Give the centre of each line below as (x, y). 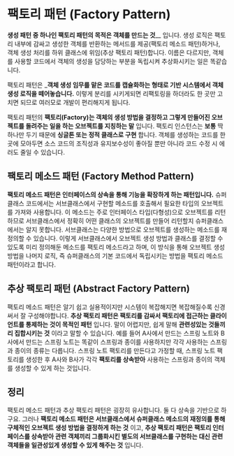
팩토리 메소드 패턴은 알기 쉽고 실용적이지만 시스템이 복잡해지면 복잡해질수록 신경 (116, 307)
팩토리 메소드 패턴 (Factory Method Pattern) (101, 177)
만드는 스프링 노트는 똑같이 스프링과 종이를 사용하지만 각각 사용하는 (117, 342)
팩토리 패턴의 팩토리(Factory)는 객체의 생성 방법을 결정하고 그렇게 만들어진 (109, 117)
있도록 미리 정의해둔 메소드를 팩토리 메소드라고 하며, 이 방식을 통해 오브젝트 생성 (116, 247)
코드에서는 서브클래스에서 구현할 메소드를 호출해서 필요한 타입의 (112, 203)
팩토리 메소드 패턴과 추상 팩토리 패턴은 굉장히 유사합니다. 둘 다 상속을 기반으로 (114, 411)
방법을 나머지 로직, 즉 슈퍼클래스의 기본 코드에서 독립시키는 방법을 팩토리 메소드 (115, 255)
